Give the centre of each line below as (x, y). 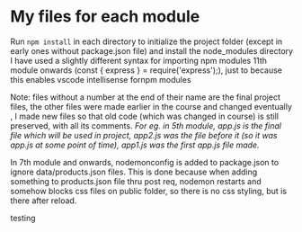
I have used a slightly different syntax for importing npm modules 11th (139, 60)
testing (23, 218)
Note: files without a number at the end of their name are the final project (146, 97)
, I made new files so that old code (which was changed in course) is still (145, 116)
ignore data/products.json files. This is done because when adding (134, 172)
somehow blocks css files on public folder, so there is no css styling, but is (148, 191)
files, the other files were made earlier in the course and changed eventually (151, 106)
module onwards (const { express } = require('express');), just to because (146, 70)
